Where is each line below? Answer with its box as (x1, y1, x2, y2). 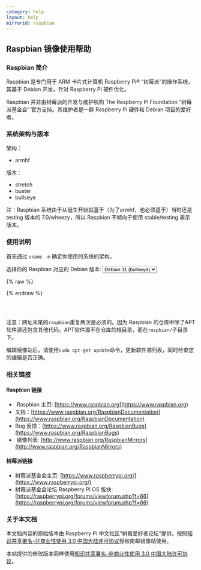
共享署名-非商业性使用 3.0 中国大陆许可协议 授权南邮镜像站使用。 (11, 538, 172, 545)
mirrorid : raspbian (6, 20, 55, 26)
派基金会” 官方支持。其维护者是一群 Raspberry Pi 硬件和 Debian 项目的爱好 (6, 106, 191, 113)
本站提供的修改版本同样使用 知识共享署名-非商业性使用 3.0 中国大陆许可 (6, 550, 183, 557)
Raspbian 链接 (6, 386, 42, 394)
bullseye (14, 194, 36, 201)
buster (14, 188, 31, 195)
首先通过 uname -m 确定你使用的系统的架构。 (6, 253, 115, 260)
